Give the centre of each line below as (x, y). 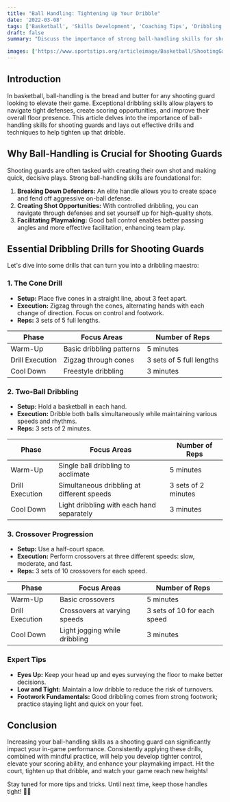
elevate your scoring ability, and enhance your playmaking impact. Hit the (111, 764)
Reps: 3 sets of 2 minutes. (54, 428)
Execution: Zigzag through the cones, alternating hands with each (111, 306)
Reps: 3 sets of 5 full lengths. (59, 320)
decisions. (31, 682)
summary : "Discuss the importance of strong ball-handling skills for (110, 39)
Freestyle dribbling (94, 371)
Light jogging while (90, 630)
